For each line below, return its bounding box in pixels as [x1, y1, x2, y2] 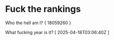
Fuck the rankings [5, 3, 81, 15]
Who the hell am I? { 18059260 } [5, 20, 71, 26]
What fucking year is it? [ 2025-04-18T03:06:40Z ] [5, 29, 110, 35]
